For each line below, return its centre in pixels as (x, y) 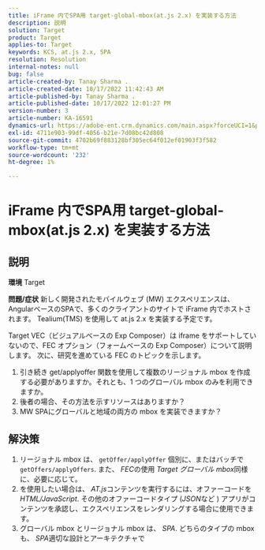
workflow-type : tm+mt (44, 148)
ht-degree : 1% (32, 163)
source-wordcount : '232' (49, 155)
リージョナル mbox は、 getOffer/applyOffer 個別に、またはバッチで (132, 459)
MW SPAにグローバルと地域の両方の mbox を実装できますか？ (121, 412)
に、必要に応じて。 (50, 479)
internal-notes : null (44, 67)
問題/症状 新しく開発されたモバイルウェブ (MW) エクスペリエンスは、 (121, 299)
